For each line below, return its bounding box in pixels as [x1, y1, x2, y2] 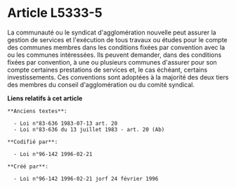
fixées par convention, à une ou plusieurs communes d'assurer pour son [7, 58, 218, 66]
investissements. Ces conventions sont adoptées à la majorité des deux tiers [7, 72, 229, 82]
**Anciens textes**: [7, 107, 68, 115]
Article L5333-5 [7, 5, 103, 21]
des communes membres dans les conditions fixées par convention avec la [7, 43, 225, 51]
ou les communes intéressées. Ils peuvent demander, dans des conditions [7, 51, 222, 59]
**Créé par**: [7, 163, 49, 170]
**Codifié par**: [7, 138, 58, 145]
